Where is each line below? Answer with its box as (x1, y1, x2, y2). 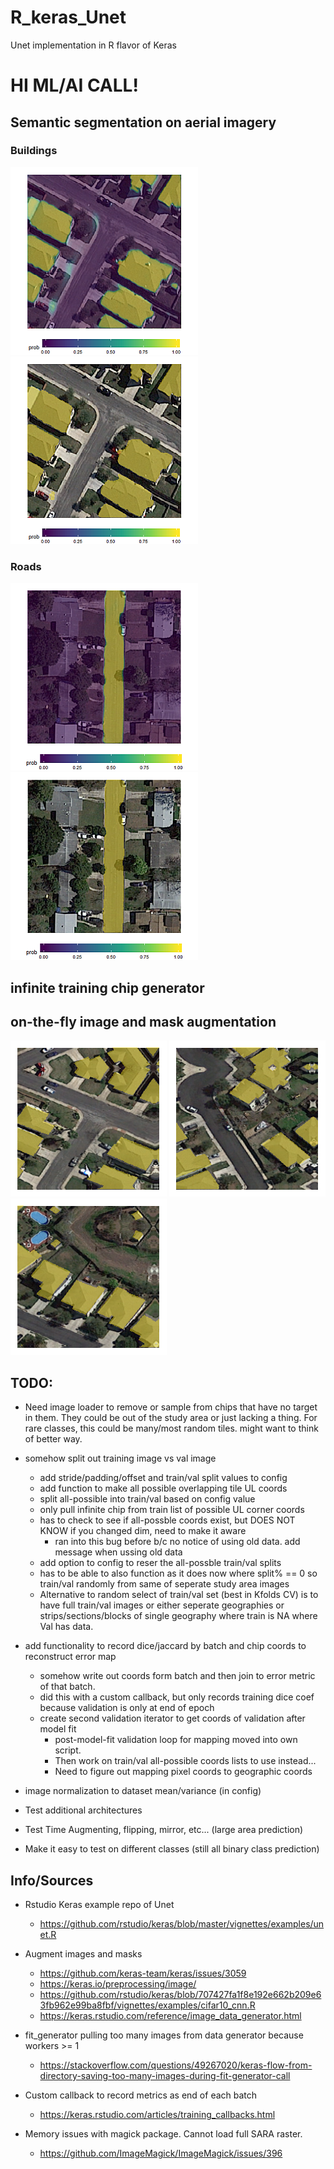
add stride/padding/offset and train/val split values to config (39, 1472, 288, 1484)
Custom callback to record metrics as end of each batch (24, 2089, 258, 2101)
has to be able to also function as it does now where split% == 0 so (39, 1567, 318, 1580)
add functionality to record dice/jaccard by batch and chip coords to (24, 1640, 307, 1652)
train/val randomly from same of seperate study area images (39, 1578, 290, 1590)
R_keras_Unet (10, 6, 127, 29)
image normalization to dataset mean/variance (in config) (24, 1785, 262, 1797)
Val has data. (39, 1621, 94, 1633)
